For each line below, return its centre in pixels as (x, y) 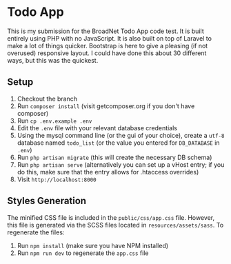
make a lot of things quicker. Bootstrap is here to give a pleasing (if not (108, 45)
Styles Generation (47, 201)
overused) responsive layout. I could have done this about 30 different (107, 53)
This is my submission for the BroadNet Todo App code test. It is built (106, 31)
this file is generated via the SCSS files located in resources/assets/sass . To (115, 225)
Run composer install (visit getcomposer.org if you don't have (106, 106)
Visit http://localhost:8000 (57, 179)
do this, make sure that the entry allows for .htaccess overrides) (108, 172)
